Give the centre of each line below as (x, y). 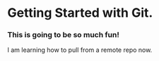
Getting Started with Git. (80, 13)
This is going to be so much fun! (64, 35)
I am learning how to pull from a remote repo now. (80, 50)
